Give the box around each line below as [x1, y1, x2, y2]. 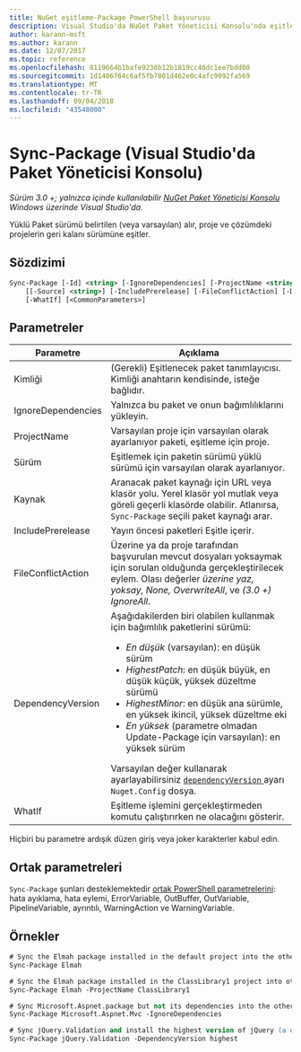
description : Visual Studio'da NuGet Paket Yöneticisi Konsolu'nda [9, 22, 267, 31]
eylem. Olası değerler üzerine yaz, [110, 573, 254, 585]
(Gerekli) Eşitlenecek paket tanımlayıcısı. [110, 362, 281, 374]
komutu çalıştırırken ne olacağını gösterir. [110, 811, 285, 823]
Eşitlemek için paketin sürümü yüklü [110, 451, 262, 463]
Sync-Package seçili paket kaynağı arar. [110, 510, 273, 522]
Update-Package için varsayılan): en [125, 731, 280, 743]
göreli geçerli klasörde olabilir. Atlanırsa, [110, 499, 279, 512]
